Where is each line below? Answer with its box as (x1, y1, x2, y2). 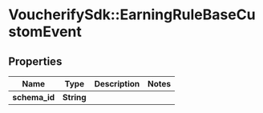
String (63, 92, 87, 103)
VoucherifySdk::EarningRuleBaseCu (8, 6, 256, 24)
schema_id (12, 92, 55, 103)
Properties (8, 54, 63, 68)
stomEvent (8, 22, 83, 41)
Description (94, 79, 140, 89)
